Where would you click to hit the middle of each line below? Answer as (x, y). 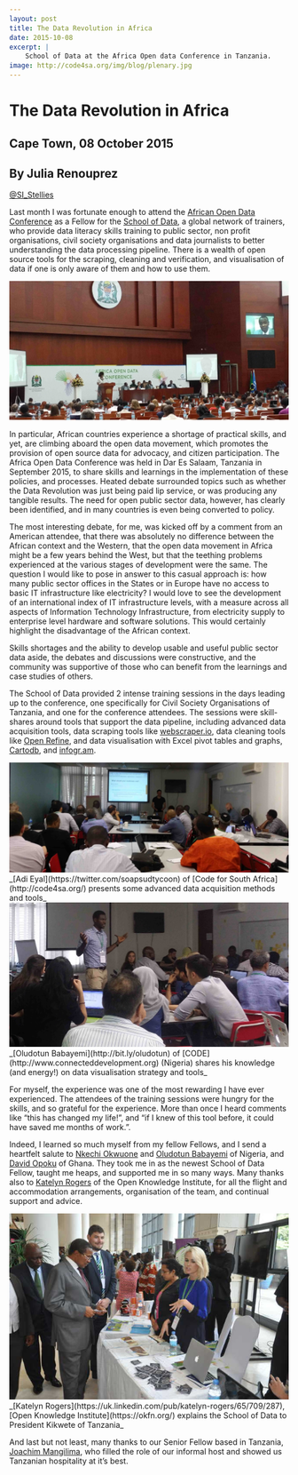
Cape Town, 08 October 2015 (92, 144)
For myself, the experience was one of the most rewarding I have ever (137, 1089)
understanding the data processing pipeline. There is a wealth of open (137, 250)
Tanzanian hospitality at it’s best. (69, 1461)
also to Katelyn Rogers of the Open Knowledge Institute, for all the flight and (148, 1183)
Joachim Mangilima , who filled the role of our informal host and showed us (145, 1452)
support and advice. (46, 1201)
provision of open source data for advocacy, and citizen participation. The (145, 452)
